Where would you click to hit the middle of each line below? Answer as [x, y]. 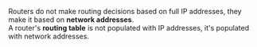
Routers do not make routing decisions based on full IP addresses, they [125, 11]
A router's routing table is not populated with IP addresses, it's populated [129, 28]
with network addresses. [49, 36]
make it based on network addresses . [71, 20]
